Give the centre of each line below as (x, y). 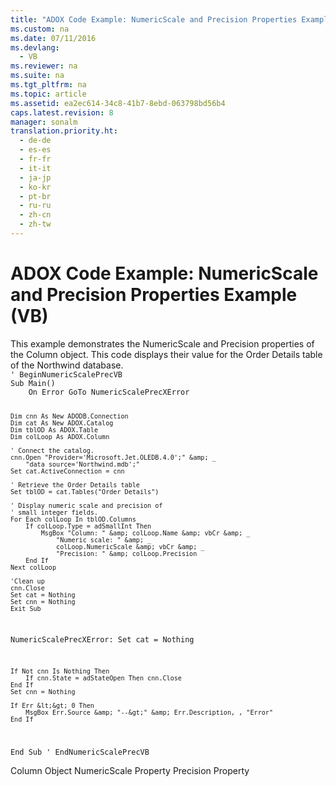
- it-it (35, 168)
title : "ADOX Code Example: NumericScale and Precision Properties (154, 19)
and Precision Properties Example (154, 295)
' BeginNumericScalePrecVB (66, 374)
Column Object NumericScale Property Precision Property (130, 771)
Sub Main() (33, 383)
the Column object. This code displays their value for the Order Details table (166, 354)
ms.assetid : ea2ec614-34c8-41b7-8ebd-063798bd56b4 (118, 103)
